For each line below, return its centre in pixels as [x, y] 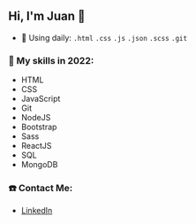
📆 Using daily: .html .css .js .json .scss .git [104, 37]
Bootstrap [39, 127]
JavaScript [41, 99]
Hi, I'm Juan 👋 [47, 16]
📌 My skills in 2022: [51, 60]
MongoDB [39, 165]
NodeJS [36, 118]
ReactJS [36, 146]
